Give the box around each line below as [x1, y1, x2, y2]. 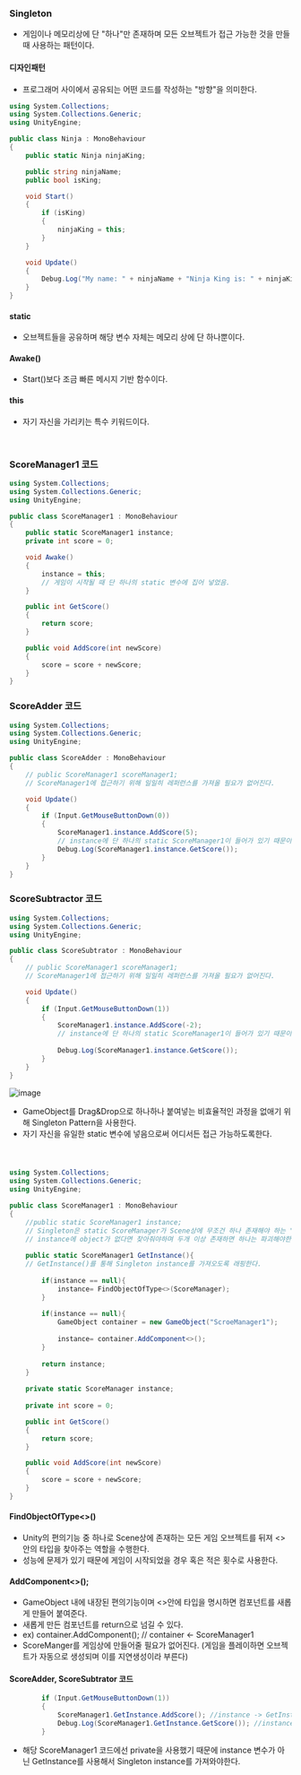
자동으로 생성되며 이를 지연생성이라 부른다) [39, 1651, 189, 1662]
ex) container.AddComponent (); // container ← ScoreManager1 [21, 1630, 254, 1641]
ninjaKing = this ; [56, 225, 126, 234]
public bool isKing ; [25, 176, 102, 185]
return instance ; [41, 1359, 106, 1369]
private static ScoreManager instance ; [25, 1384, 175, 1394]
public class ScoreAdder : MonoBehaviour [9, 754, 167, 763]
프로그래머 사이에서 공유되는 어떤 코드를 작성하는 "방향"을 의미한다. [21, 83, 257, 94]
